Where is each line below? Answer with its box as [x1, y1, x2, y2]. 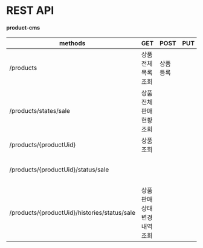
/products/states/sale [9, 107, 71, 115]
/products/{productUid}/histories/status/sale [9, 209, 136, 217]
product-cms [6, 24, 40, 31]
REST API [6, 4, 54, 17]
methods [59, 39, 86, 48]
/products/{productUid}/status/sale [9, 165, 109, 174]
